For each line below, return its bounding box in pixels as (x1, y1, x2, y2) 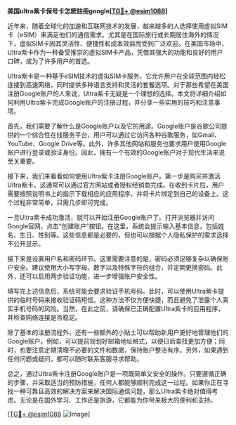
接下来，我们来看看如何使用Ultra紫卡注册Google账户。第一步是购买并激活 (7, 172, 221, 180)
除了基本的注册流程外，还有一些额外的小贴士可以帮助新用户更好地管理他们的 (7, 328, 229, 336)
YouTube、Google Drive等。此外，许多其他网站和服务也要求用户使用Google (7, 140, 227, 148)
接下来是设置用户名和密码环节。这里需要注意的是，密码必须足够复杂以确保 (7, 254, 223, 263)
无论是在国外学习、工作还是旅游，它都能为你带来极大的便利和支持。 (19, 396, 216, 404)
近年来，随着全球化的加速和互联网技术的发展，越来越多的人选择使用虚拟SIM (7, 22, 228, 30)
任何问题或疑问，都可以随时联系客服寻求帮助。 (7, 355, 143, 362)
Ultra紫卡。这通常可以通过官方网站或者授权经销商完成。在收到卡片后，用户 (7, 181, 225, 189)
